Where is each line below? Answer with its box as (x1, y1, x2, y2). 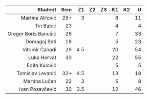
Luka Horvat (28, 54, 57, 60)
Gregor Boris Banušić (7, 30, 57, 37)
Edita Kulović (26, 62, 57, 69)
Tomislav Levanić (17, 70, 57, 77)
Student (37, 6, 57, 13)
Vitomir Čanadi (22, 46, 57, 53)
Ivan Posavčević (19, 86, 57, 92)
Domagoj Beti (25, 39, 57, 45)
